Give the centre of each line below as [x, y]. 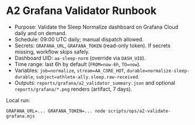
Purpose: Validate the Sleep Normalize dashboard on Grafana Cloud [96, 27]
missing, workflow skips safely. [52, 51]
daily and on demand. [41, 33]
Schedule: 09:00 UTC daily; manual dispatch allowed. [79, 39]
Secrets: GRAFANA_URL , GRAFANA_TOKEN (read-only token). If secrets [93, 46]
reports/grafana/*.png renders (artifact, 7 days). [73, 89]
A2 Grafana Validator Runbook [81, 11]
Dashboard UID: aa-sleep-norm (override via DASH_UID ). [80, 58]
